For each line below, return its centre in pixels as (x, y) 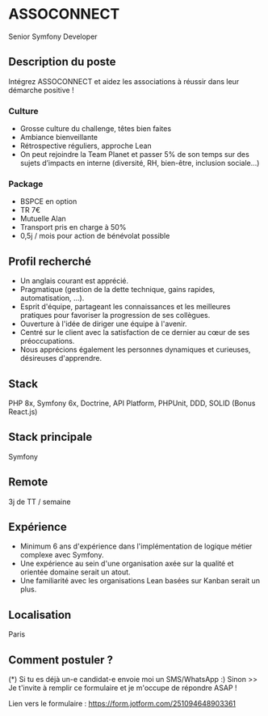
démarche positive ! (41, 90)
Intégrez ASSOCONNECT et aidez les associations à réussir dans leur (124, 81)
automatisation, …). (52, 298)
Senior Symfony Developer (53, 36)
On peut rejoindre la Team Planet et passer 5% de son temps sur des (135, 155)
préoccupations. (47, 341)
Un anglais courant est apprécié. (74, 281)
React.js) (23, 411)
